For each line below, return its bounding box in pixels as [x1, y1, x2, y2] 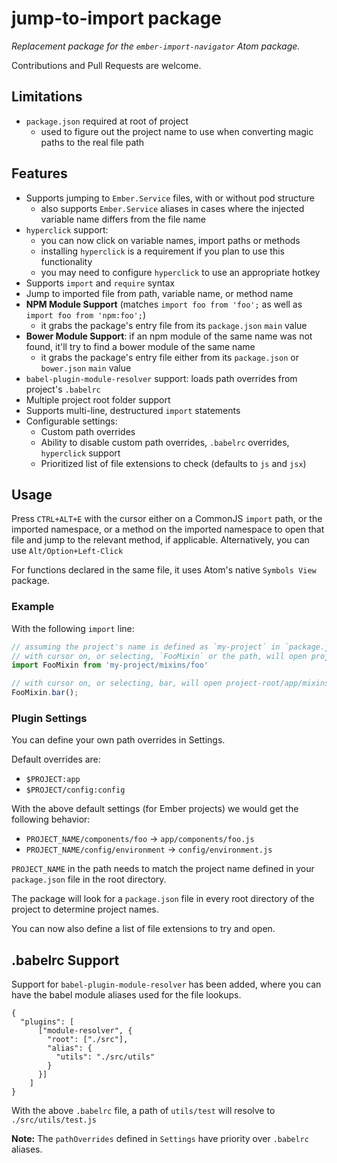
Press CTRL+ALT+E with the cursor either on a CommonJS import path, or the [11, 513, 323, 525]
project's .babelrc [25, 383, 101, 395]
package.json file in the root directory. [11, 873, 167, 886]
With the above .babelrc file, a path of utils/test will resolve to [11, 1105, 276, 1117]
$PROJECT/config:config [25, 785, 126, 796]
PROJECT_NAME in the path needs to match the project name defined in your [11, 863, 315, 875]
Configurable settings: [25, 415, 118, 427]
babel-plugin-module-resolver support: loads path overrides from [25, 372, 298, 384]
